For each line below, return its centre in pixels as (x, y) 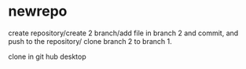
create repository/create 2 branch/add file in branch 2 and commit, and (123, 33)
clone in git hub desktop (47, 56)
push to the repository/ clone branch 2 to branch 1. (90, 41)
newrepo (38, 11)
